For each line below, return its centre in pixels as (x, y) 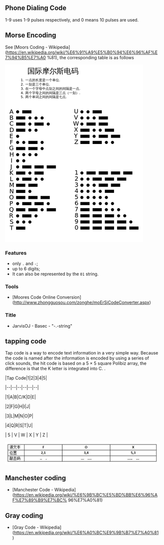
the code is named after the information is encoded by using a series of (77, 358)
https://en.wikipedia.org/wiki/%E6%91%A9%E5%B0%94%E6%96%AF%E (82, 52)
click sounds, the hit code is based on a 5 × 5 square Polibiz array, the (76, 363)
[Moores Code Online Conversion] (47, 297)
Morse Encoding (31, 36)
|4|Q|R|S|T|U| (19, 426)
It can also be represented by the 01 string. (55, 274)
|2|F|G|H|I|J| (18, 406)
